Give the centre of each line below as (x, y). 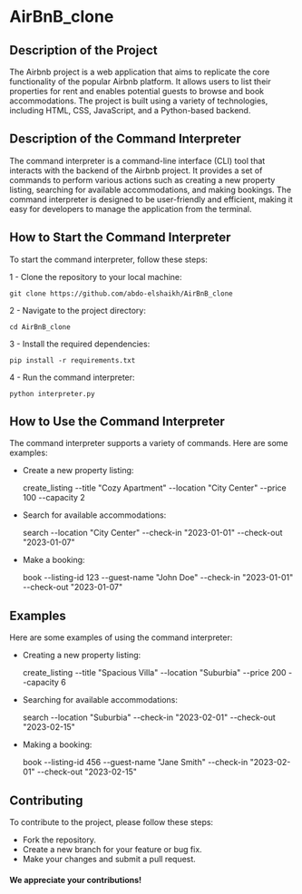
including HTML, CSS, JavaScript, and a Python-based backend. (130, 110)
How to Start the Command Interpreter (120, 238)
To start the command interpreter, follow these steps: (109, 259)
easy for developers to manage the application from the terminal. (131, 209)
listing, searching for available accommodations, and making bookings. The (151, 189)
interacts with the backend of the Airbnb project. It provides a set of (136, 170)
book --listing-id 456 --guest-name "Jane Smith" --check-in (135, 763)
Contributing (46, 800)
